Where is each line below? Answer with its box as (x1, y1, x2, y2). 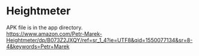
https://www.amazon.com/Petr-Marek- (6, 30, 102, 37)
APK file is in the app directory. (6, 24, 83, 31)
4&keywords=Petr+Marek (6, 43, 70, 50)
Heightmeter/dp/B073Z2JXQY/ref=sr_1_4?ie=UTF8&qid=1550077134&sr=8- (6, 36, 193, 43)
